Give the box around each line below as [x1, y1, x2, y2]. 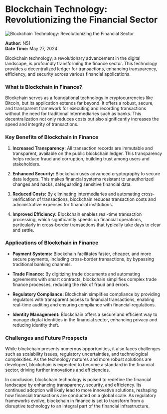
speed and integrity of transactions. [5, 121, 79, 128]
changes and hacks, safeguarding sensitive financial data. [12, 181, 132, 187]
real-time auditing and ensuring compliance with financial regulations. [12, 301, 156, 307]
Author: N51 [5, 40, 31, 46]
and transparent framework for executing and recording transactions [5, 106, 146, 112]
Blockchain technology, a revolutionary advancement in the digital [5, 55, 141, 61]
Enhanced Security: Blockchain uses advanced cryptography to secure [12, 170, 161, 176]
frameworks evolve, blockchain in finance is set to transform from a [5, 398, 144, 404]
